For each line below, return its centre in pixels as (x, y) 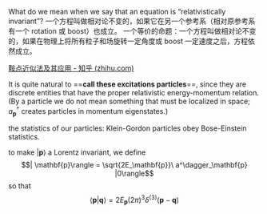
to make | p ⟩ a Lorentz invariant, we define (77, 152)
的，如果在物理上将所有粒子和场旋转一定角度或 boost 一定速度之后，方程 (128, 41)
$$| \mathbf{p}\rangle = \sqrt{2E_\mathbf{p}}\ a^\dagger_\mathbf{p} (134, 165)
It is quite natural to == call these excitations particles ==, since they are (127, 84)
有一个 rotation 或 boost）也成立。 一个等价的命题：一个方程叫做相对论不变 (132, 31)
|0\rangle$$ (134, 174)
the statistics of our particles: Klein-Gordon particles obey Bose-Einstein (128, 128)
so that (20, 186)
